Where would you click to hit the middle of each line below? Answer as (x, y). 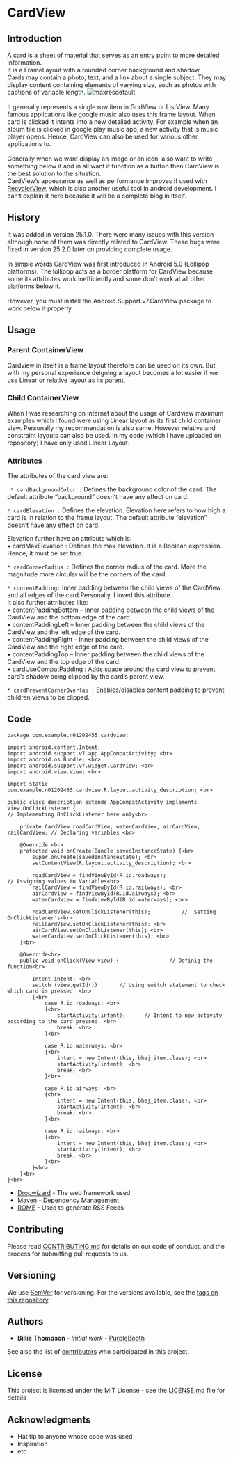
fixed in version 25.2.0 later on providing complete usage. (90, 249)
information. (25, 63)
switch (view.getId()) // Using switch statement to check (129, 985)
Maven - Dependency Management (68, 1200)
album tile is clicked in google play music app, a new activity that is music (113, 129)
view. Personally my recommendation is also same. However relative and (111, 428)
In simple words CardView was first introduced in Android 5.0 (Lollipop (109, 264)
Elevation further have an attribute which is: (70, 539)
